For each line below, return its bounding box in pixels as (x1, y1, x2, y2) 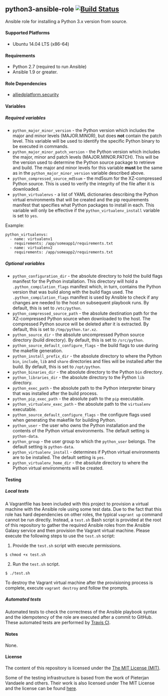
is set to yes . (12, 212, 39, 218)
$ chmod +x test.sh (5, 552, 46, 557)
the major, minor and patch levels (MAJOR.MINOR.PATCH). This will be (12, 154, 159, 160)
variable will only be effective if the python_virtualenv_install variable (12, 207, 160, 213)
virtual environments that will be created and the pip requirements (12, 196, 149, 202)
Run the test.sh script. (12, 561, 60, 567)
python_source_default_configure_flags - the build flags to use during (12, 342, 158, 348)
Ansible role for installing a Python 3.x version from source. (5, 18, 128, 24)
